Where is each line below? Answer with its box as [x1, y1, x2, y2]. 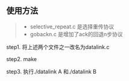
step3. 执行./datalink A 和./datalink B [6, 68, 97, 75]
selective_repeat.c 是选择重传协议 [30, 23, 115, 30]
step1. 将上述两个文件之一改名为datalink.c [6, 43, 110, 50]
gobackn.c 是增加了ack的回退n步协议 [30, 30, 123, 37]
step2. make [6, 55, 37, 62]
